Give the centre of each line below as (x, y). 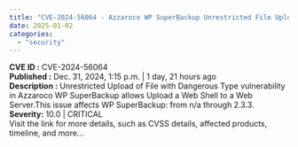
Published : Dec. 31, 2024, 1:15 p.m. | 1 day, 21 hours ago (113, 77)
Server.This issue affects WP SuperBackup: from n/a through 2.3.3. (132, 105)
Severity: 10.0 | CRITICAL (56, 114)
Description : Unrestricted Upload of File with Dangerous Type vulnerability (147, 86)
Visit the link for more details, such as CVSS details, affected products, (138, 124)
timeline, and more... (47, 133)
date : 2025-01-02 (41, 26)
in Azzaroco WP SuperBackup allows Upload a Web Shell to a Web (131, 96)
